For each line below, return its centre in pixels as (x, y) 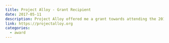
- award (18, 33)
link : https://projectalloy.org (39, 23)
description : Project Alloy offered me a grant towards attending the (81, 19)
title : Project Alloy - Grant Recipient (48, 10)
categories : (18, 28)
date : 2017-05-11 (23, 14)
